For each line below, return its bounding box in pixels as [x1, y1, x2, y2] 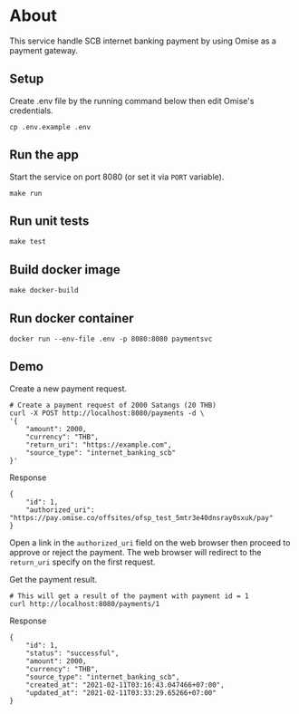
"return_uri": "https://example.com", [25, 440, 172, 449]
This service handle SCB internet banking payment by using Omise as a [9, 35, 276, 46]
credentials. [9, 105, 53, 116]
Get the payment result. [9, 574, 98, 584]
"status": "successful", [25, 649, 120, 658]
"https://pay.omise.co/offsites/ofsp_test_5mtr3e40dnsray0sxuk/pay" [9, 513, 274, 522]
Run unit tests [9, 213, 90, 228]
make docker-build [9, 286, 79, 295]
